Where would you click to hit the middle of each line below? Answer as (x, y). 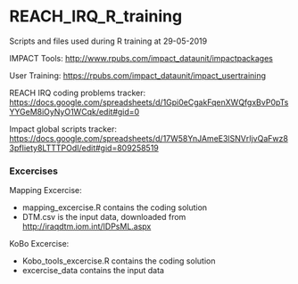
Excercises (33, 171)
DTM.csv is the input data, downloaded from (104, 217)
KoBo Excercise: (39, 244)
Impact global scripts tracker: (63, 129)
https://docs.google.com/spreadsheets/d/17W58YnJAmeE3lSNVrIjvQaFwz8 (149, 138)
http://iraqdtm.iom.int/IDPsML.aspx (87, 227)
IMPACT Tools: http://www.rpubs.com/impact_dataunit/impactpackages (141, 58)
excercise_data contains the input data (93, 271)
